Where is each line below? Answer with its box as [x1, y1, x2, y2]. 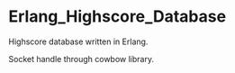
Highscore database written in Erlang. [8, 36, 149, 47]
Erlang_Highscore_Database [8, 6, 227, 27]
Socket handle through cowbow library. [8, 53, 155, 64]
